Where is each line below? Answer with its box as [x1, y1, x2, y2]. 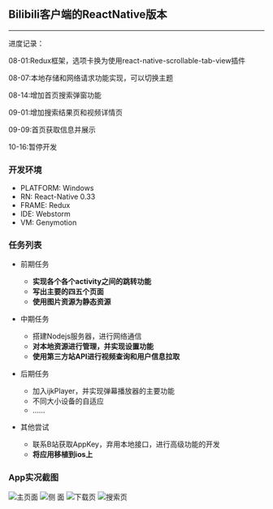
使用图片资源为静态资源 [32, 297, 111, 307]
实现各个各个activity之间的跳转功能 [32, 277, 152, 287]
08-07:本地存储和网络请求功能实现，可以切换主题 [8, 72, 173, 83]
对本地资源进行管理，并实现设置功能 [32, 342, 154, 352]
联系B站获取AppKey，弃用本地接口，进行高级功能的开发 [32, 439, 221, 449]
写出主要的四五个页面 [32, 287, 104, 296]
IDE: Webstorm [19, 209, 71, 219]
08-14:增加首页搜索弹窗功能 [8, 90, 102, 100]
